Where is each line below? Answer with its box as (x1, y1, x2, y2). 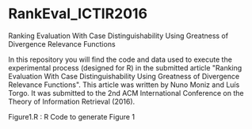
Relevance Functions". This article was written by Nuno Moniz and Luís (8, 80, 240, 89)
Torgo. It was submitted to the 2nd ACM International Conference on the (8, 88, 244, 97)
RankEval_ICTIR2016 (8, 5, 148, 23)
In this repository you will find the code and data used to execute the (8, 55, 232, 64)
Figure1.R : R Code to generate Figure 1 (8, 112, 136, 121)
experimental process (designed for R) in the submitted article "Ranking (8, 63, 242, 72)
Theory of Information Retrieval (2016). (8, 97, 136, 106)
